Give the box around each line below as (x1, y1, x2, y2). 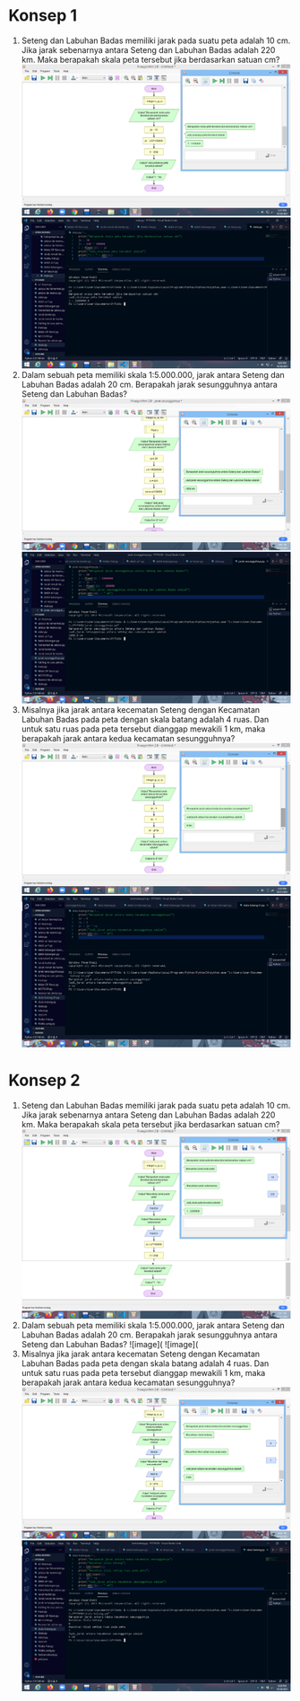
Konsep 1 (8, 5, 78, 26)
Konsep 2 (8, 1070, 81, 1091)
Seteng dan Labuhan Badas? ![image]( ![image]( (21, 1339, 199, 1349)
